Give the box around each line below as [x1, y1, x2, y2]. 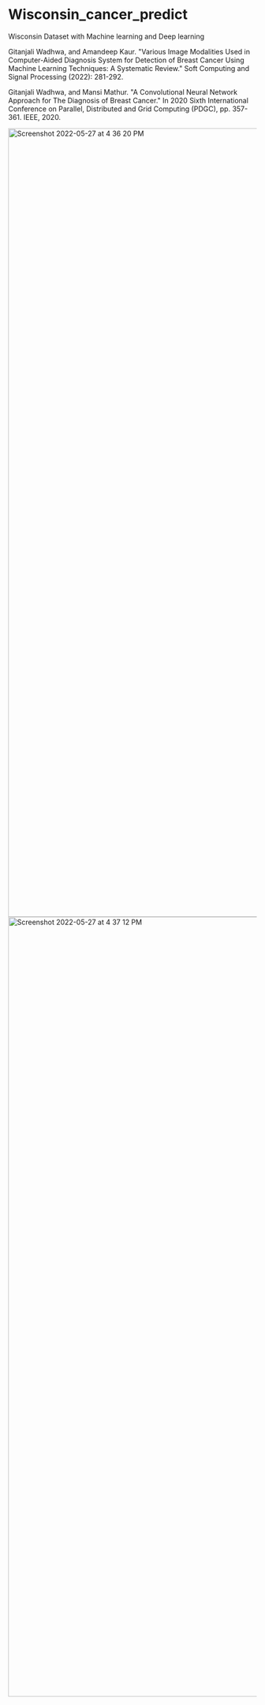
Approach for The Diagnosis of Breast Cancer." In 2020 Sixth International [8, 95, 248, 105]
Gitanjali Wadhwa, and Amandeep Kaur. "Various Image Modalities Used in [8, 47, 251, 56]
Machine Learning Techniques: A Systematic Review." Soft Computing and [8, 63, 250, 73]
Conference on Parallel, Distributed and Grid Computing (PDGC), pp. [8, 104, 231, 114]
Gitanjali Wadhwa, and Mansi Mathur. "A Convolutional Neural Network [8, 87, 238, 96]
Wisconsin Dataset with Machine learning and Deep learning [8, 32, 205, 41]
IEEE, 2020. [23, 112, 62, 121]
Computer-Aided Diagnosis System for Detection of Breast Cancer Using [8, 55, 244, 65]
